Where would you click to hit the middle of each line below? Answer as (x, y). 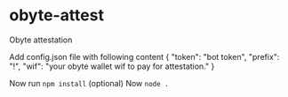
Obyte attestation (41, 40)
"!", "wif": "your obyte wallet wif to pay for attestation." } (112, 66)
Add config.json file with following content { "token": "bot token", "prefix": (144, 56)
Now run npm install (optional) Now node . (89, 83)
